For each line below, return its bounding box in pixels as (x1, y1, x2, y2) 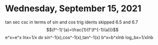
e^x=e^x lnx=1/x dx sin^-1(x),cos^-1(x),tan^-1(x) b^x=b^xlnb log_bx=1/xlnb (5, 34, 154, 40)
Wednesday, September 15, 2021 (5, 3, 141, 14)
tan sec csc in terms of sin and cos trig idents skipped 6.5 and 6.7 (5, 19, 138, 25)
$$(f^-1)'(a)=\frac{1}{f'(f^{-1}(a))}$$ (46, 26, 119, 32)
